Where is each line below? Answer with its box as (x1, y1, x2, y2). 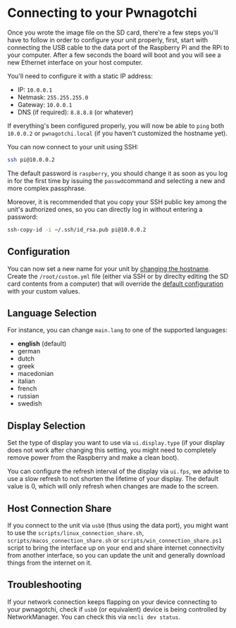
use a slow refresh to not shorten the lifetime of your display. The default (7, 475, 219, 483)
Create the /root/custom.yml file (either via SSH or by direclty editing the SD (7, 272, 229, 280)
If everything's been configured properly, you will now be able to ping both (7, 121, 224, 130)
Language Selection (7, 307, 97, 319)
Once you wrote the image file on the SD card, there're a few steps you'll (7, 28, 218, 37)
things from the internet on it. (7, 558, 92, 567)
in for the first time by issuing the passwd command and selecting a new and (7, 176, 225, 184)
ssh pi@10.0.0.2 (7, 156, 55, 163)
